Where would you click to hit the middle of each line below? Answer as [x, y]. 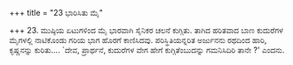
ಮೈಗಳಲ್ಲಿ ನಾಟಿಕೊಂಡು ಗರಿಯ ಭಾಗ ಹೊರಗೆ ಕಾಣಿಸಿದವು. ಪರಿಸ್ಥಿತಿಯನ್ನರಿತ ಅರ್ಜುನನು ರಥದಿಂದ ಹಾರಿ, [138, 40]
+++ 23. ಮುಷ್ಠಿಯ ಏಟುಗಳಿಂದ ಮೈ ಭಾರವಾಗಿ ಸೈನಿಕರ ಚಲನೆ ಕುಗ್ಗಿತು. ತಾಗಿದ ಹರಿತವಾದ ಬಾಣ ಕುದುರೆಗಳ [146, 30]
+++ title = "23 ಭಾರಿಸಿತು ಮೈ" [56, 13]
